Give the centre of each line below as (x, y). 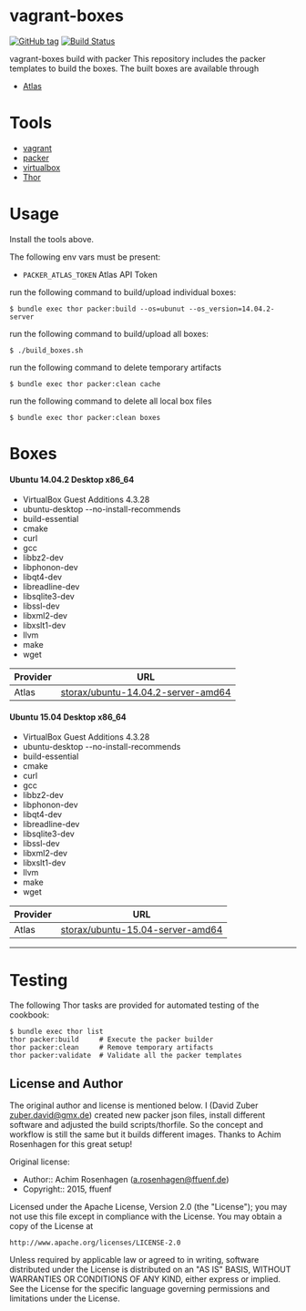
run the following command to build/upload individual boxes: (123, 292)
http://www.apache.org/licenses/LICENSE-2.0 (95, 1243)
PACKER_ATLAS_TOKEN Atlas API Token (90, 274)
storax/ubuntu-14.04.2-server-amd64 (146, 692)
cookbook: (30, 1015)
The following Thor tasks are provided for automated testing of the (134, 1005)
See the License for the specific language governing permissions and (140, 1289)
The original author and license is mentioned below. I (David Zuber (134, 1106)
